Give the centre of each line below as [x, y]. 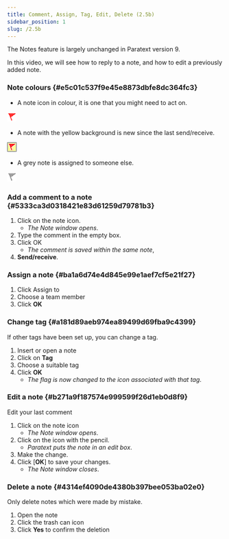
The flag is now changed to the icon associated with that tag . [114, 379]
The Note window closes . [63, 469]
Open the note [37, 515]
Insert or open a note [47, 350]
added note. [24, 70]
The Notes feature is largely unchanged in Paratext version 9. [94, 49]
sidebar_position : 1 [37, 22]
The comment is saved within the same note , [91, 250]
